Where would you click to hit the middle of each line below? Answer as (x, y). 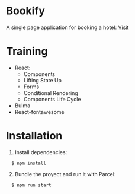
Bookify (26, 11)
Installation (34, 136)
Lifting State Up (43, 80)
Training (27, 51)
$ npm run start (31, 185)
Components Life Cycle (52, 99)
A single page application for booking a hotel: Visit (67, 27)
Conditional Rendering (51, 93)
